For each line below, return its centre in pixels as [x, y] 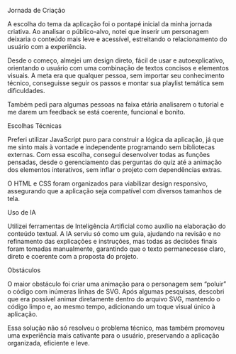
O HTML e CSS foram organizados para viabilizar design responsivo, [107, 183]
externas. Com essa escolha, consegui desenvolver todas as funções [109, 155]
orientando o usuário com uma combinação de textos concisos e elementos [118, 68]
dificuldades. [26, 91]
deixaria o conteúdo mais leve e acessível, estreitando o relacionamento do [117, 39]
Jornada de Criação [36, 10]
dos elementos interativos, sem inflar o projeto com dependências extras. [115, 170]
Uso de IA [22, 212]
